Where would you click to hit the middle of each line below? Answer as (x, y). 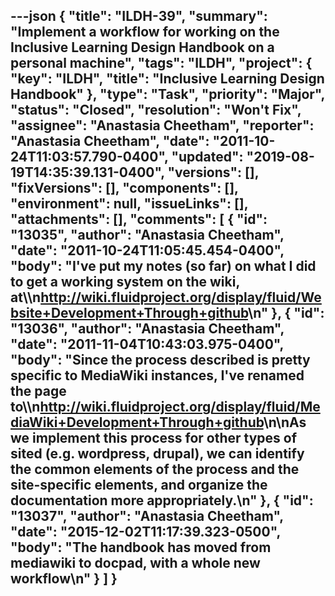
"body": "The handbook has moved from (141, 547)
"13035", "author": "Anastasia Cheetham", (147, 235)
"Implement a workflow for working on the (145, 32)
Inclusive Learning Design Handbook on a (142, 47)
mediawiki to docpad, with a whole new (135, 563)
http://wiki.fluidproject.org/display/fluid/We (181, 297)
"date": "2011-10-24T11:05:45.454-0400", (147, 250)
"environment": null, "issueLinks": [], (129, 204)
